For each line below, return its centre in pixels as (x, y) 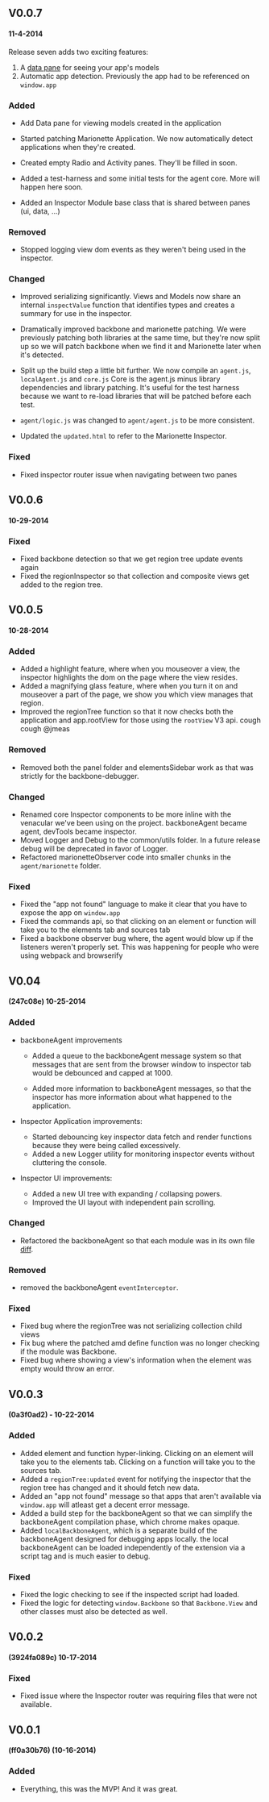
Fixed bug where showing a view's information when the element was (136, 1360)
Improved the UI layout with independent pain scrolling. (124, 1202)
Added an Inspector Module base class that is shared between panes (135, 202)
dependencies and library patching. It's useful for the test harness (130, 388)
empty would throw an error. (67, 1369)
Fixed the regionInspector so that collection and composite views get (134, 576)
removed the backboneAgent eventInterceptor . (99, 1288)
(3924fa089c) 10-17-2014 (53, 1657)
